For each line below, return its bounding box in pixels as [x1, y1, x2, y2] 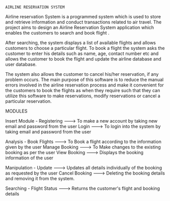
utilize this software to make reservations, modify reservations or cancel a [5, 93, 160, 99]
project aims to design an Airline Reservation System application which [5, 24, 154, 31]
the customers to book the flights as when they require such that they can [5, 88, 160, 93]
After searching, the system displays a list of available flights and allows [5, 40, 156, 46]
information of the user [5, 155, 53, 161]
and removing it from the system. [5, 176, 75, 181]
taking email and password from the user [5, 129, 92, 135]
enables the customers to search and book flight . [5, 30, 109, 36]
